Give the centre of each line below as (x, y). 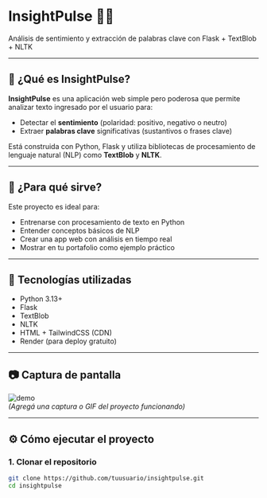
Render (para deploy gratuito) (68, 341)
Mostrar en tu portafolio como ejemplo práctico (97, 247)
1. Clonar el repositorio (52, 461)
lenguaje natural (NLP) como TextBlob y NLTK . (85, 155)
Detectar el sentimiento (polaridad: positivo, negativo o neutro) (124, 122)
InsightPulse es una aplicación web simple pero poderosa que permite (124, 98)
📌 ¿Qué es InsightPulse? (70, 79)
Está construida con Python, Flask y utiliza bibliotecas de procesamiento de (132, 146)
